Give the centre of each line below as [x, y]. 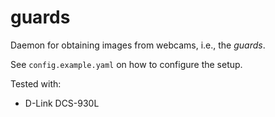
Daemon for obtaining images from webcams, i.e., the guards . [138, 45]
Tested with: [36, 83]
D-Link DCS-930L [62, 103]
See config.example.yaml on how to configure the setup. [126, 64]
